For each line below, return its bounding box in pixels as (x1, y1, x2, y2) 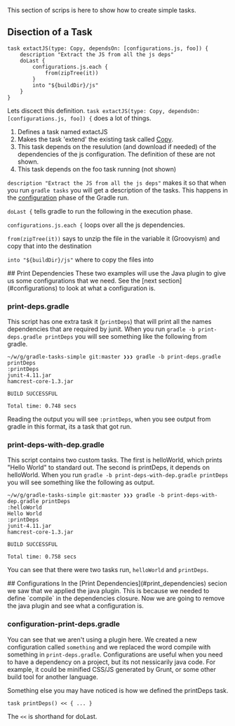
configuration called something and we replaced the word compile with (7, 642, 211, 651)
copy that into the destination (7, 242, 92, 250)
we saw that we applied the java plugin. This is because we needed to (7, 587, 210, 595)
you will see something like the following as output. (7, 478, 155, 487)
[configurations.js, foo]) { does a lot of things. (7, 114, 152, 122)
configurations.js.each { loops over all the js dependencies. (7, 221, 185, 229)
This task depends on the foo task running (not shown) (17, 164, 177, 173)
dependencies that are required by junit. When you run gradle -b (7, 325, 195, 333)
